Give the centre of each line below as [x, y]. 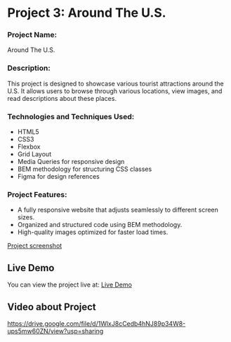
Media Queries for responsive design [71, 162]
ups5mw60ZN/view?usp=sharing [55, 331]
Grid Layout [34, 154]
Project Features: [37, 194]
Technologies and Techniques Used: [71, 116]
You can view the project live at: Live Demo [70, 285]
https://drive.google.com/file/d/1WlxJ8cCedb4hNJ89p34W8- [97, 323]
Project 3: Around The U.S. [87, 13]
